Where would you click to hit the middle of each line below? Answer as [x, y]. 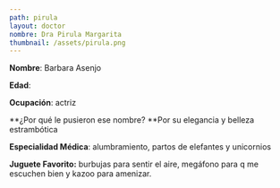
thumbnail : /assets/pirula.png [68, 43]
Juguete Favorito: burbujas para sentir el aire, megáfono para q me [134, 164]
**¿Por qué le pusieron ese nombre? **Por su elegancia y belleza [132, 120]
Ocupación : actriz [43, 103]
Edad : [20, 85]
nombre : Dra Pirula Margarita [66, 34]
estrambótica [34, 130]
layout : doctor [38, 26]
